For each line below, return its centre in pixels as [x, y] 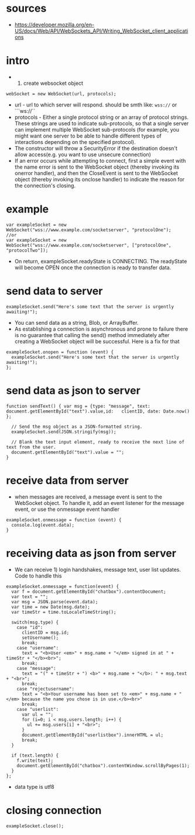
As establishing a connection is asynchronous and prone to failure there [101, 329]
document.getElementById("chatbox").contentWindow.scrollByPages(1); [103, 765]
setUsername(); [40, 638]
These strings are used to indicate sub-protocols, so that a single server [102, 123]
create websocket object [53, 83]
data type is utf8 [34, 786]
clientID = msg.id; [45, 633]
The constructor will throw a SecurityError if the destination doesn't [96, 148]
